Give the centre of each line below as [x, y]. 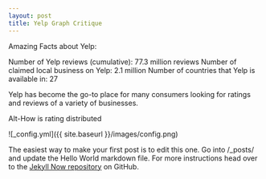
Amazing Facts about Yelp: [53, 46]
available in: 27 [33, 79]
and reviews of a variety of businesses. [74, 103]
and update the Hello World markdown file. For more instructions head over [133, 158]
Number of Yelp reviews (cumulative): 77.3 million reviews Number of [123, 62]
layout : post [30, 16]
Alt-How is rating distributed [55, 118]
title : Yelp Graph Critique [55, 23]
